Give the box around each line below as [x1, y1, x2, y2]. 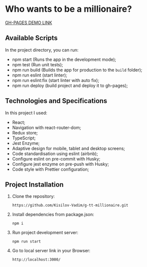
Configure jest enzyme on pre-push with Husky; [12, 161, 109, 167]
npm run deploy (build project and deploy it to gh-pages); [12, 82, 128, 88]
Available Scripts [5, 34, 58, 42]
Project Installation [5, 180, 64, 188]
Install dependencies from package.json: [12, 212, 94, 217]
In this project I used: [5, 109, 47, 116]
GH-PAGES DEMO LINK [5, 20, 52, 26]
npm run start [12, 239, 41, 244]
